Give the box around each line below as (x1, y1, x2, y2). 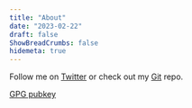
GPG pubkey (9, 89, 57, 100)
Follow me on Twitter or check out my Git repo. (9, 71, 184, 82)
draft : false (9, 30, 59, 39)
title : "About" (9, 13, 67, 22)
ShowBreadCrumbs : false (9, 38, 99, 48)
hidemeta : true (9, 47, 67, 56)
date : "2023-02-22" (9, 22, 83, 31)
